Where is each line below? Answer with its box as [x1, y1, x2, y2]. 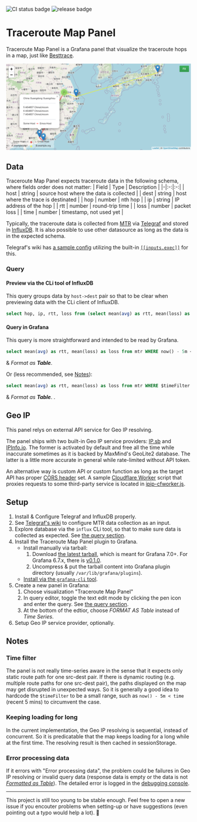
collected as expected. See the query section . [14, 531, 126, 538]
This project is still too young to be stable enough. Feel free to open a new [6, 796, 185, 803]
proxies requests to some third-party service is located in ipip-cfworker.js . [6, 480, 186, 487]
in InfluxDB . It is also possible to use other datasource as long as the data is [6, 227, 189, 234]
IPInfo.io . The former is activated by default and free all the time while [6, 444, 175, 451]
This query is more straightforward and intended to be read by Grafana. [6, 337, 179, 344]
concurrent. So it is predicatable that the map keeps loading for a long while [6, 733, 189, 740]
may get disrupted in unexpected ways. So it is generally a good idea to [6, 686, 179, 693]
